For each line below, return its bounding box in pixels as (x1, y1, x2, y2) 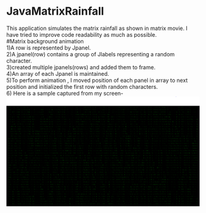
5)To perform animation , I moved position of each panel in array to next (6, 77, 188, 84)
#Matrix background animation (6, 37, 84, 45)
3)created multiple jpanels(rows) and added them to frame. (6, 63, 156, 71)
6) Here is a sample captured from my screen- (6, 89, 124, 97)
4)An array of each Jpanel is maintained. (6, 70, 109, 77)
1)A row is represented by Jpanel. (6, 44, 91, 51)
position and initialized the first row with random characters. (6, 83, 158, 90)
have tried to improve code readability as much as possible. (6, 31, 158, 38)
